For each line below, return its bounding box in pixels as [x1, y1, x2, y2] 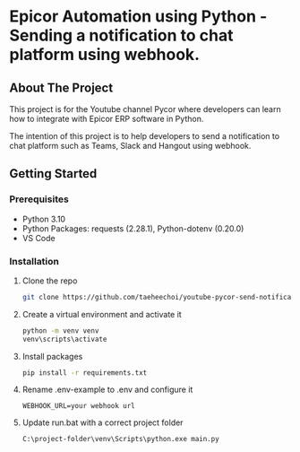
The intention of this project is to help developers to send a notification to [9, 131, 280, 141]
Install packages [21, 351, 83, 361]
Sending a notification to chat [9, 25, 235, 46]
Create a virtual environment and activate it [21, 309, 182, 319]
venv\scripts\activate [21, 335, 107, 343]
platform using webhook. [9, 45, 200, 65]
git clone [21, 292, 60, 301]
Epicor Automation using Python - [9, 6, 268, 27]
